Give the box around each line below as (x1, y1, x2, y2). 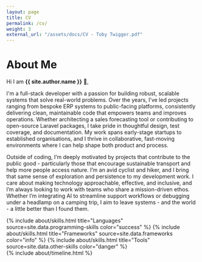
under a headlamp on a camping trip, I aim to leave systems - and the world (6, 199, 196, 206)
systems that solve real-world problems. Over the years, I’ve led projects (6, 96, 189, 104)
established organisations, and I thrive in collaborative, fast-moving (6, 135, 175, 143)
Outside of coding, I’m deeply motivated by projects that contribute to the (6, 154, 190, 161)
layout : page (6, 9, 40, 15)
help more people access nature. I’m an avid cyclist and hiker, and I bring (6, 166, 189, 174)
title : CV (6, 15, 32, 21)
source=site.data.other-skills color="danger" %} (6, 243, 128, 250)
